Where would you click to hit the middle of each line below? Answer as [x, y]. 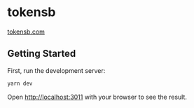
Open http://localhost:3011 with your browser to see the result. [97, 97]
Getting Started [42, 54]
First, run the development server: [56, 70]
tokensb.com [26, 32]
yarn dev [20, 83]
